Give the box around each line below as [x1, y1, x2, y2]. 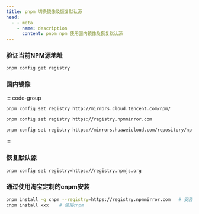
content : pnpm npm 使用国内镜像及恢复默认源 [21, 31, 123, 37]
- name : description [17, 25, 68, 31]
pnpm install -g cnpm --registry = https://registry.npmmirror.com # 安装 [6, 196, 193, 202]
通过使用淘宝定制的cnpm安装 [6, 183, 90, 191]
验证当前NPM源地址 [6, 52, 63, 60]
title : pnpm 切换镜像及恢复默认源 [6, 8, 82, 15]
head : [6, 14, 20, 20]
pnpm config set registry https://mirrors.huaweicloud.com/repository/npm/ [6, 127, 197, 133]
